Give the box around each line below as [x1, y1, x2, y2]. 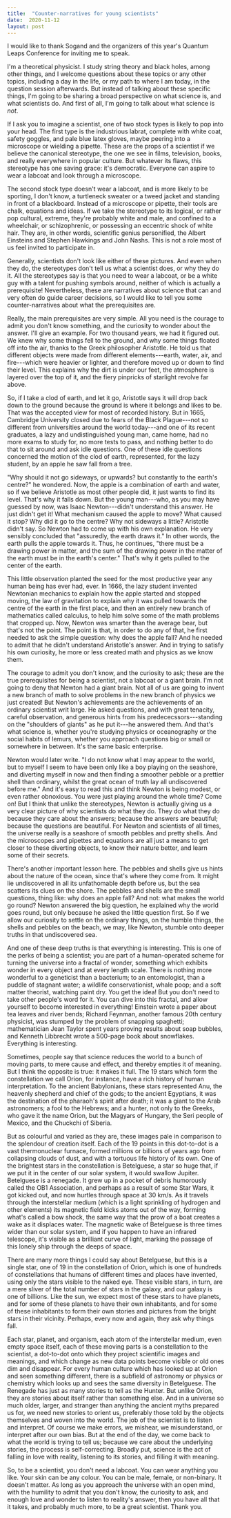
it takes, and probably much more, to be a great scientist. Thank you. [7, 1503, 203, 1511]
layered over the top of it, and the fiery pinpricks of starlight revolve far [7, 373, 209, 381]
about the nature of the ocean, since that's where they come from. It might [7, 872, 219, 880]
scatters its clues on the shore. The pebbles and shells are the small [7, 886, 201, 895]
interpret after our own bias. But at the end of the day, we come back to [7, 1431, 210, 1439]
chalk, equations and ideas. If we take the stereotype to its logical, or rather [7, 207, 222, 215]
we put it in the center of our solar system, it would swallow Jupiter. [7, 1169, 199, 1177]
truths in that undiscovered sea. [7, 931, 98, 939]
